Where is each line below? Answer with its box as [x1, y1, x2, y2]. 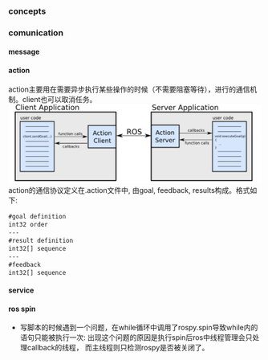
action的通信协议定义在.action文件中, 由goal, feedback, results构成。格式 [8, 185, 250, 194]
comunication [8, 27, 64, 38]
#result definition [8, 236, 74, 244]
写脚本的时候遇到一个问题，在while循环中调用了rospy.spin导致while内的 [19, 323, 258, 333]
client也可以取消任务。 [22, 94, 97, 104]
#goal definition [8, 212, 67, 220]
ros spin [8, 304, 36, 313]
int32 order [8, 220, 48, 228]
